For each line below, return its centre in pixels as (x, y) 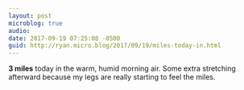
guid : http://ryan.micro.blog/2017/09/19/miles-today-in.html (115, 46)
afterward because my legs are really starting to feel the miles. (112, 77)
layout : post (30, 16)
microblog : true (35, 23)
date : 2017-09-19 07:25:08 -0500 (64, 38)
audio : (19, 31)
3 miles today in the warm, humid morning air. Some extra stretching (122, 68)
